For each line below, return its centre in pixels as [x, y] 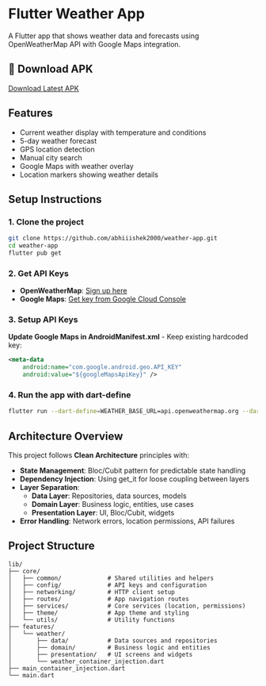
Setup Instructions [55, 199]
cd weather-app [33, 246]
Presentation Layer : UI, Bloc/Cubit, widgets [103, 513]
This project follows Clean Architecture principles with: [99, 455]
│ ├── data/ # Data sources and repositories [113, 640]
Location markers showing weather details [89, 174]
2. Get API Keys [38, 273]
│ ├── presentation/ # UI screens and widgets [101, 654]
